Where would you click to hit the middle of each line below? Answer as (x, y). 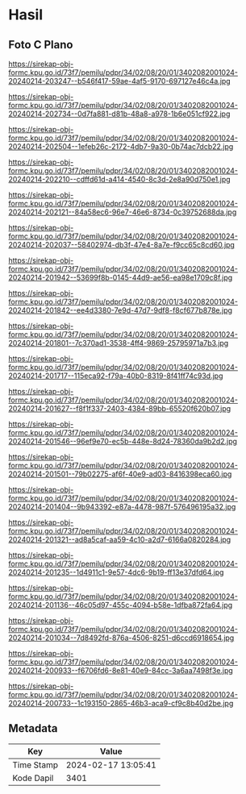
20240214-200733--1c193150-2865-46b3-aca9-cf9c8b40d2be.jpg (121, 703)
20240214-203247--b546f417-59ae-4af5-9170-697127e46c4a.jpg (120, 81)
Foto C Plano (41, 45)
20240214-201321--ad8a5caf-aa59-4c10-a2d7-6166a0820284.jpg (120, 539)
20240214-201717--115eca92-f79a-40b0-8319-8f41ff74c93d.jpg (116, 376)
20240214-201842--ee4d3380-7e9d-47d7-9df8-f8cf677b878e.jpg (120, 310)
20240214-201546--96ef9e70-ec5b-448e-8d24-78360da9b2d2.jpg (123, 441)
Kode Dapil (33, 778)
